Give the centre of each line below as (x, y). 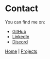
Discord (20, 41)
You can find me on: (25, 22)
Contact (22, 9)
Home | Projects (21, 51)
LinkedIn (21, 37)
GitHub (19, 31)
